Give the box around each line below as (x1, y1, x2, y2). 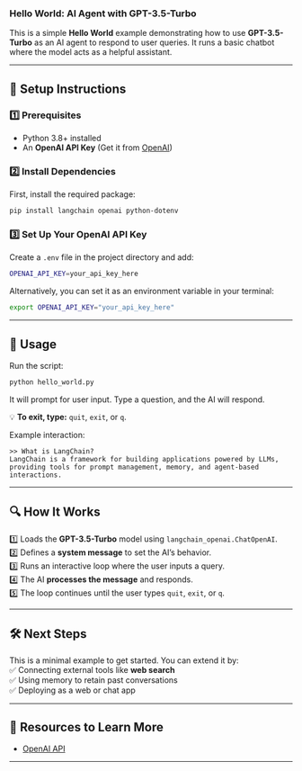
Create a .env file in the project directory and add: (9, 252, 195, 263)
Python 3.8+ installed (22, 132, 102, 143)
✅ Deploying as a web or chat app (9, 685, 137, 695)
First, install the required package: (9, 189, 137, 200)
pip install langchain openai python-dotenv (9, 206, 179, 216)
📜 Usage (9, 336, 57, 352)
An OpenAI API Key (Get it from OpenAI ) (22, 142, 173, 153)
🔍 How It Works (9, 505, 101, 520)
